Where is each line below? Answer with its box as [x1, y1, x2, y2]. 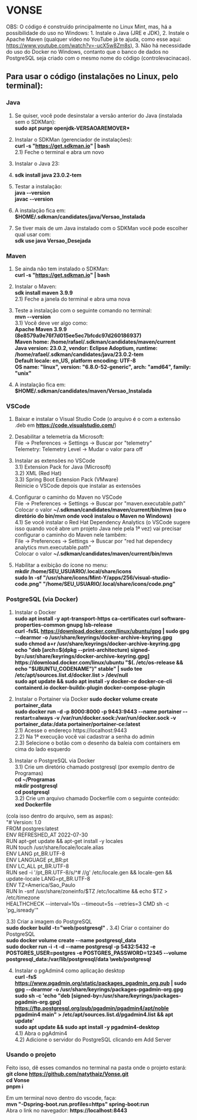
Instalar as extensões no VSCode [14, 457, 95, 464]
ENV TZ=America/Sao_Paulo [6, 881, 75, 889]
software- [161, 615, 186, 622]
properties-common [14, 621, 66, 628]
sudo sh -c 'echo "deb [14, 992, 71, 999]
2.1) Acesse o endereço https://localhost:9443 [14, 727, 128, 734]
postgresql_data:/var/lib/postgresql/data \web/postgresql [6, 955, 151, 962]
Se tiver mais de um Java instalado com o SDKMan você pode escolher [14, 224, 188, 231]
